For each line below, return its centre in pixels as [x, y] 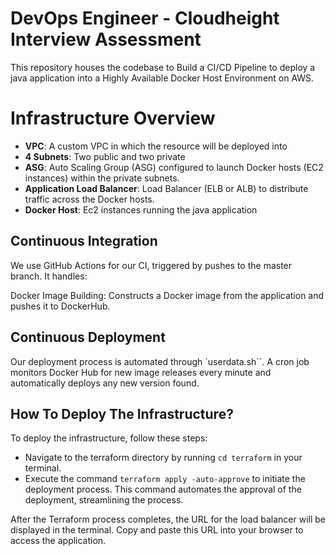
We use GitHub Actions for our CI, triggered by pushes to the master [151, 265]
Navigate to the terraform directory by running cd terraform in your [163, 458]
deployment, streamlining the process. [104, 500]
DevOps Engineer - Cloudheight [145, 18]
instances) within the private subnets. [102, 178]
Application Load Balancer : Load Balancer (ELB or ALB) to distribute [166, 188]
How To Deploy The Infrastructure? [122, 413]
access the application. [58, 541]
